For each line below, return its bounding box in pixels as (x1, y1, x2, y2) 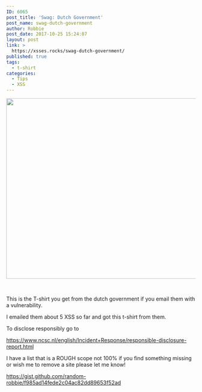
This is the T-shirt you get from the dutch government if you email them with (6, 295, 195, 302)
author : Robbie (6, 25, 44, 32)
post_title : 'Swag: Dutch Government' (6, 14, 103, 20)
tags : (6, 59, 20, 65)
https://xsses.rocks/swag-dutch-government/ (11, 48, 125, 54)
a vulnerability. (6, 302, 43, 308)
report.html (6, 343, 34, 350)
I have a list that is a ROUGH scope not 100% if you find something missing (6, 355, 192, 361)
